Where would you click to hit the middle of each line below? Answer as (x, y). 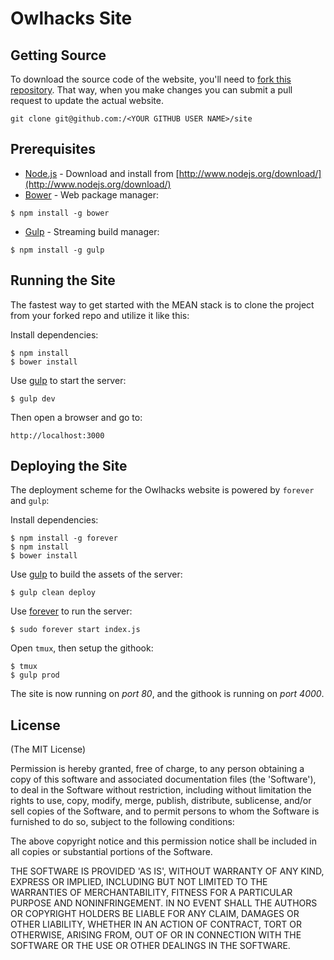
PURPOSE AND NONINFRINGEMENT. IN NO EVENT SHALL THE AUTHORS (164, 903)
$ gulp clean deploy (53, 593)
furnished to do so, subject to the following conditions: (122, 822)
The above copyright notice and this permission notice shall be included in (163, 841)
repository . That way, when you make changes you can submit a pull (151, 90)
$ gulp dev (33, 398)
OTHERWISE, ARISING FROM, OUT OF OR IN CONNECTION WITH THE (156, 935)
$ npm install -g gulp (57, 250)
